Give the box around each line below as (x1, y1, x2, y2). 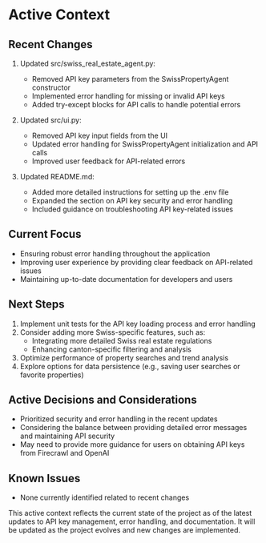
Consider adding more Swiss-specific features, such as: (19, 327, 206, 337)
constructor (31, 82, 71, 92)
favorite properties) (19, 370, 84, 380)
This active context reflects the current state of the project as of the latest (8, 509, 252, 518)
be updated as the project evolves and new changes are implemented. (8, 525, 241, 535)
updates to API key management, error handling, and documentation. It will (8, 517, 256, 526)
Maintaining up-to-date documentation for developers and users (19, 274, 233, 284)
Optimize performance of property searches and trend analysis (19, 352, 229, 362)
